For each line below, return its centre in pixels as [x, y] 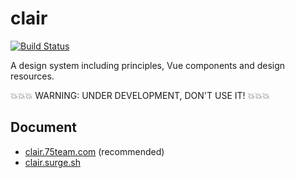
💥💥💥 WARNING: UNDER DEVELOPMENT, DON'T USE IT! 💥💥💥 [140, 95]
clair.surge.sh [53, 162]
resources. [32, 76]
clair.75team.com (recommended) [94, 151]
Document [43, 127]
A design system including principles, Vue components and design [148, 65]
